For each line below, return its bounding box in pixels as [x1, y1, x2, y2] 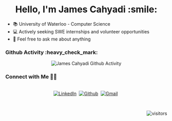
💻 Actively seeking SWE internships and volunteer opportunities [12, 28, 150, 34]
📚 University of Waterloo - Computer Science [12, 21, 110, 27]
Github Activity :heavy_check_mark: [5, 49, 98, 56]
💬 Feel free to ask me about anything [12, 36, 91, 42]
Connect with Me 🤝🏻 [5, 73, 58, 80]
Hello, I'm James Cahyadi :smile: [15, 4, 158, 15]
